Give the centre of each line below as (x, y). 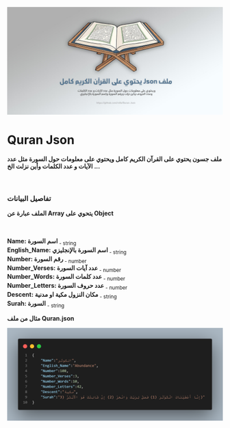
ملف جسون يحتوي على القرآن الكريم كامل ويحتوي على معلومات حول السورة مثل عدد (115, 159)
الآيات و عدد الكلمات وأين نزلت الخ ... (54, 166)
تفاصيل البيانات (29, 198)
